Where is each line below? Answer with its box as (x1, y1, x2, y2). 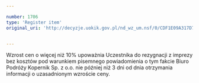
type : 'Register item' (6, 19, 62, 25)
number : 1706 (6, 14, 38, 20)
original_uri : (6, 25, 41, 31)
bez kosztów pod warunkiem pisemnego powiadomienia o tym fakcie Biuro (6, 58, 190, 65)
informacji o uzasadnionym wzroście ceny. (6, 71, 111, 78)
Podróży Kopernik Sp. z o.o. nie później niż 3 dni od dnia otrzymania (6, 64, 173, 71)
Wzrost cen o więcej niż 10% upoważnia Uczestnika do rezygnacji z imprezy (6, 52, 193, 59)
